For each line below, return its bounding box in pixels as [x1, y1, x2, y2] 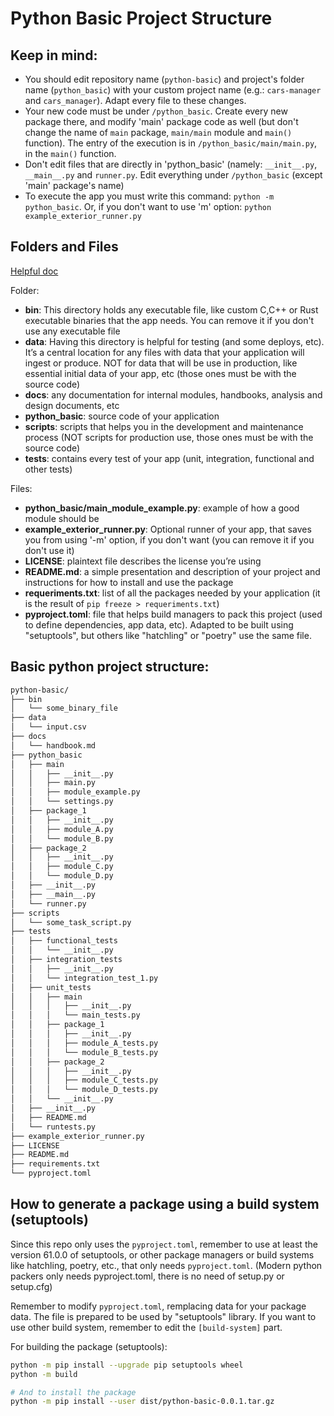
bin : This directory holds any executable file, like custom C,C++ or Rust [24, 303, 319, 316]
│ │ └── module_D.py [10, 871, 114, 881]
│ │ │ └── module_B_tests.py [10, 1047, 159, 1057]
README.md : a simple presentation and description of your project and [24, 565, 321, 577]
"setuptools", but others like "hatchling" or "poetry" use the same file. [24, 629, 312, 641]
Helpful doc [10, 265, 59, 277]
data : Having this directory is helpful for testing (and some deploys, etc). [24, 335, 325, 347]
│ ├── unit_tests [10, 982, 92, 992]
